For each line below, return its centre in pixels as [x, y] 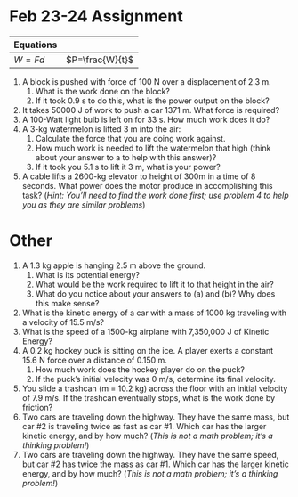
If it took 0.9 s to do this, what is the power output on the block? [152, 101]
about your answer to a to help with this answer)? [126, 157]
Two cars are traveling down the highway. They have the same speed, [150, 454]
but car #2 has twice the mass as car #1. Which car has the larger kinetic [155, 464]
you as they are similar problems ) [84, 204]
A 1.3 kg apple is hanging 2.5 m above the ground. [114, 265]
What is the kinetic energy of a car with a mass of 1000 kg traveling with [154, 313]
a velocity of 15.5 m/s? [63, 322]
